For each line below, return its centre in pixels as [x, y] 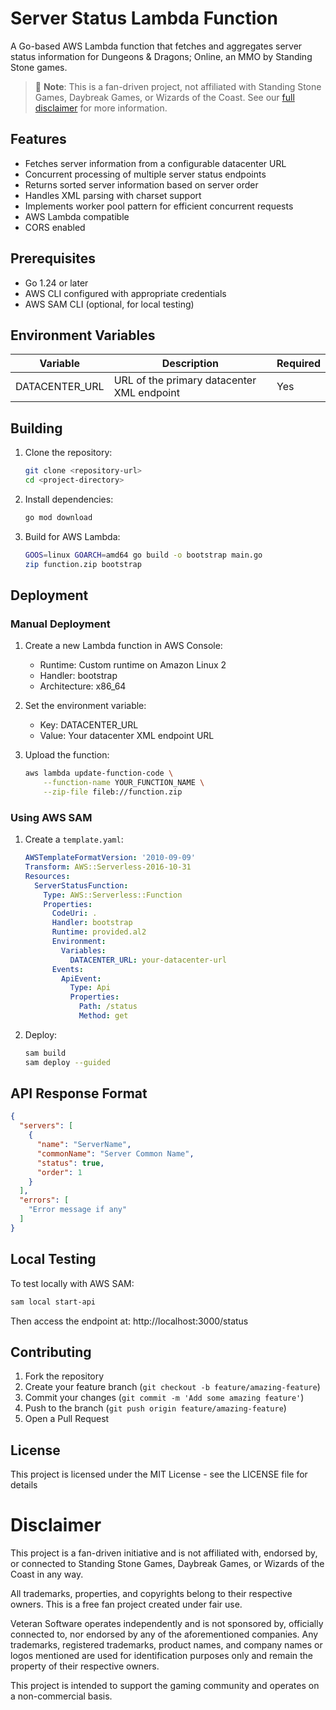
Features [38, 139]
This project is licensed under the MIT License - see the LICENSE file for [159, 1474]
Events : [67, 969]
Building [36, 428]
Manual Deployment [60, 624]
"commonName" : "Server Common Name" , [115, 1153]
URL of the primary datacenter [185, 380]
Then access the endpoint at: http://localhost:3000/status [129, 1321]
